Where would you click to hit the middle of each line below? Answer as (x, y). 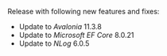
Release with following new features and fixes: (83, 11)
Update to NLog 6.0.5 (54, 43)
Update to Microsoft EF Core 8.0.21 (76, 35)
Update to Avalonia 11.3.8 (60, 26)
